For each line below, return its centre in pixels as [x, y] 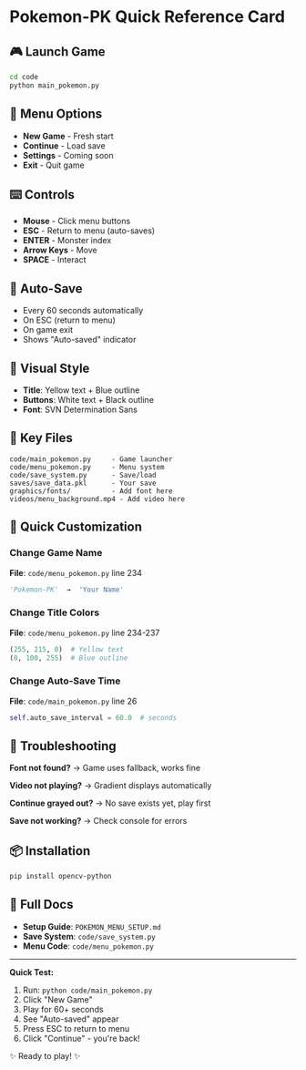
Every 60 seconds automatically [83, 311]
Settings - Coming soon [68, 155]
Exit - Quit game [53, 165]
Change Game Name [56, 553]
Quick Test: [32, 972]
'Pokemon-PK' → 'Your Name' [67, 590]
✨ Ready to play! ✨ [45, 1055]
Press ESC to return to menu [76, 1028]
